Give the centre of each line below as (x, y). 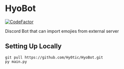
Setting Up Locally (33, 46)
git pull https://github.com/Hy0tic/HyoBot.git (54, 57)
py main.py (16, 62)
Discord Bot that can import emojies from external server (62, 31)
